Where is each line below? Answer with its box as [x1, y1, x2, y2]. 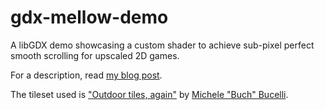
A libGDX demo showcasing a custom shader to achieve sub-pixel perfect [10, 39, 315, 51]
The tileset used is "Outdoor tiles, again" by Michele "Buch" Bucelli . [10, 88, 289, 100]
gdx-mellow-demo [10, 6, 169, 29]
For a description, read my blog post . [10, 69, 163, 81]
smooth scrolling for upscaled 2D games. [10, 49, 180, 61]
